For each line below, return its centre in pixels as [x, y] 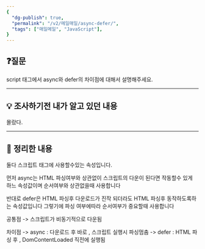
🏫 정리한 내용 [30, 149]
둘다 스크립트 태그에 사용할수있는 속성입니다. [59, 165]
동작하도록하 [182, 198]
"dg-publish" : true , [38, 18]
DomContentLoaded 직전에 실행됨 [64, 239]
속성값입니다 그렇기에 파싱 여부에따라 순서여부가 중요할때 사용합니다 [93, 206]
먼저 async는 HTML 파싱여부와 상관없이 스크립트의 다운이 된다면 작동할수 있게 [100, 178]
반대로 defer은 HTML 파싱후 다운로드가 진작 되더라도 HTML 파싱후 [86, 198]
